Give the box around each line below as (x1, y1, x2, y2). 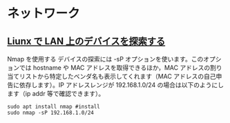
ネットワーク (7, 6, 81, 21)
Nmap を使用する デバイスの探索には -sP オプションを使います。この (7, 55, 204, 63)
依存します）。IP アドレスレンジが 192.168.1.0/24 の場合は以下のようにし (19, 81, 224, 89)
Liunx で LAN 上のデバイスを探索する (7, 35, 166, 47)
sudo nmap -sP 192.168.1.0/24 (7, 109, 95, 116)
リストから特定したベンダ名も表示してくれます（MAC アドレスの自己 (19, 73, 216, 80)
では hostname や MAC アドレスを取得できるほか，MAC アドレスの (19, 64, 211, 72)
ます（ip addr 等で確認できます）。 (7, 90, 105, 97)
